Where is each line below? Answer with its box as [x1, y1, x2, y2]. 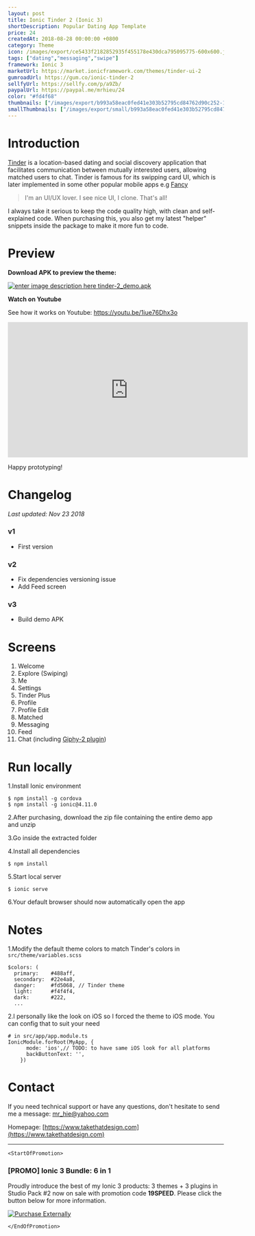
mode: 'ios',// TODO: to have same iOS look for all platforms [25, 1045, 211, 1052]
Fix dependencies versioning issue [17, 575, 116, 584]
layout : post [8, 10, 45, 17]
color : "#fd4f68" [8, 93, 58, 100]
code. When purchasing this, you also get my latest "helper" [36, 214, 207, 222]
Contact [8, 1080, 55, 1095]
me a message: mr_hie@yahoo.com [8, 1110, 109, 1118]
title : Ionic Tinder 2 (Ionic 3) [8, 16, 104, 23]
